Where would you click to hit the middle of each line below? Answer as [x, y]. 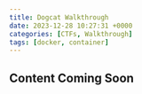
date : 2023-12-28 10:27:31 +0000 [71, 26]
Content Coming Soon [72, 78]
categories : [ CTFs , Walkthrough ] [71, 34]
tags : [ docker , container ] [59, 42]
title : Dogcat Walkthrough [59, 17]
